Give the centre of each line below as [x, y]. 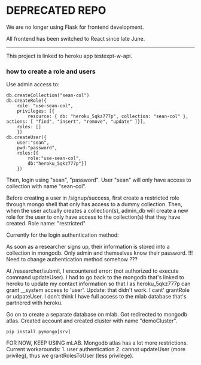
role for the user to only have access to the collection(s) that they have [93, 217]
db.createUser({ [26, 138]
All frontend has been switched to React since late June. [76, 38]
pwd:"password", [37, 148]
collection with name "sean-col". [46, 186]
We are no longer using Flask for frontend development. [75, 27]
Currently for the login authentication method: [63, 235]
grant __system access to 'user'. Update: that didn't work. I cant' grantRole [98, 290]
